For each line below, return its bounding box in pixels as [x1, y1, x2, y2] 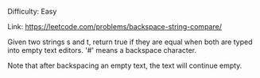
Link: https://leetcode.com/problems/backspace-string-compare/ [7, 22, 222, 31]
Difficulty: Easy [7, 7, 57, 16]
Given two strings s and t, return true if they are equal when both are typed [7, 37, 253, 46]
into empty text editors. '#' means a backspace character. [7, 46, 197, 54]
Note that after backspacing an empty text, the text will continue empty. [7, 61, 243, 70]
